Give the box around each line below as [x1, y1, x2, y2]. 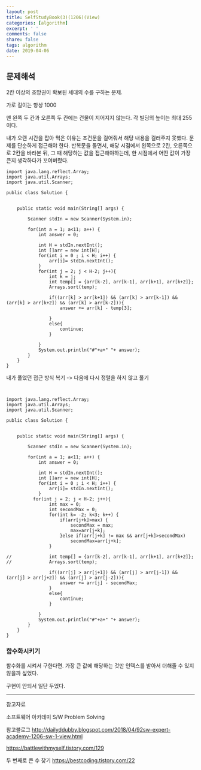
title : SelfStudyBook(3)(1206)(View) [6, 14, 100, 20]
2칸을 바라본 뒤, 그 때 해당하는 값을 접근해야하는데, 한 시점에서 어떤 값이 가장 [12, 149, 191, 156]
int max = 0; [48, 501, 82, 507]
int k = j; [48, 273, 77, 279]
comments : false [6, 31, 47, 37]
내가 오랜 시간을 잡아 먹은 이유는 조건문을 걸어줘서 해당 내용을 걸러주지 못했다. [6, 134, 188, 141]
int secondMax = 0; [48, 506, 98, 512]
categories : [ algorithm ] [6, 20, 68, 26]
